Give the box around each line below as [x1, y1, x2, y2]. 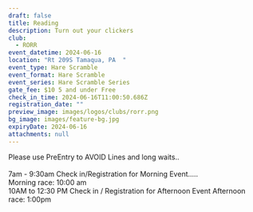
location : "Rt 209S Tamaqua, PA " [8, 57, 127, 65]
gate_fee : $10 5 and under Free [8, 85, 116, 94]
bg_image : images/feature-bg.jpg [8, 116, 120, 124]
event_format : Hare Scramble [8, 71, 105, 79]
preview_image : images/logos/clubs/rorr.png [8, 108, 159, 116]
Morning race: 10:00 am [8, 177, 87, 187]
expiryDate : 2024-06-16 [8, 123, 88, 131]
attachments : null [8, 130, 69, 138]
